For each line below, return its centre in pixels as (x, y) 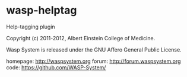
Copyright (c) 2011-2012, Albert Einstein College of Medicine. (81, 38)
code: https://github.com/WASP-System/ (56, 67)
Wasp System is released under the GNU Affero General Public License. (94, 49)
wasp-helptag (42, 10)
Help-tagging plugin (31, 27)
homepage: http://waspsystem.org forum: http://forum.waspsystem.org (93, 61)
